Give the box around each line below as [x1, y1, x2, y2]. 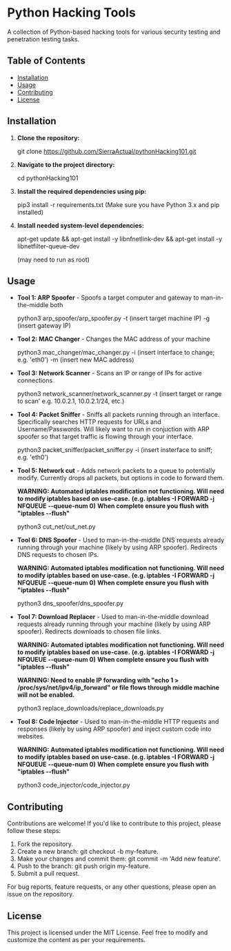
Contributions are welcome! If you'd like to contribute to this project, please [7, 819, 221, 827]
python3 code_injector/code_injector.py [17, 781, 130, 790]
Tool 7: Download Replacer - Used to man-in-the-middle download [17, 613, 209, 621]
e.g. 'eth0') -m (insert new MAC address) [17, 355, 134, 364]
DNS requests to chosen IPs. [17, 551, 99, 559]
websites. [17, 732, 45, 741]
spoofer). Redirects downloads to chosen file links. [17, 627, 162, 636]
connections [17, 376, 53, 384]
